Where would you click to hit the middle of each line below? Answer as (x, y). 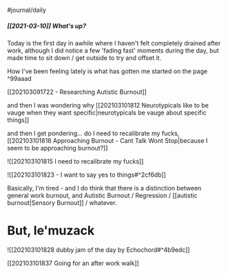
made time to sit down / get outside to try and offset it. (84, 57)
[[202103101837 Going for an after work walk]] (73, 263)
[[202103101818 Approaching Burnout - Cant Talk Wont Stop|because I (107, 140)
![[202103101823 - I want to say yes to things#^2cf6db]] (87, 175)
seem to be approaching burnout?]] (58, 148)
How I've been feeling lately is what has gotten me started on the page (107, 71)
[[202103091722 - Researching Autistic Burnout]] (77, 92)
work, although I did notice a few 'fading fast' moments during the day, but (113, 50)
